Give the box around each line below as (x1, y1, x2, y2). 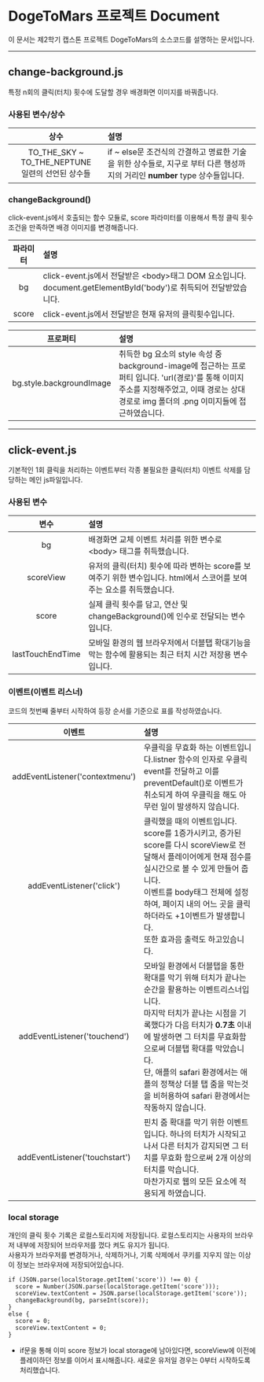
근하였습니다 (119, 408, 163, 419)
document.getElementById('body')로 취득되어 (42, 283, 210, 294)
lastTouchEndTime (12, 649, 81, 660)
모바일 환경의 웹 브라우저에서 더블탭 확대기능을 (88, 637, 251, 649)
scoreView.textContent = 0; (15, 1324, 108, 1332)
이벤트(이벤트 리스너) (8, 686, 83, 697)
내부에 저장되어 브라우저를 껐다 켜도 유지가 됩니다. (16, 1240, 170, 1250)
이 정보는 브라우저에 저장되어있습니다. (8, 1260, 124, 1269)
